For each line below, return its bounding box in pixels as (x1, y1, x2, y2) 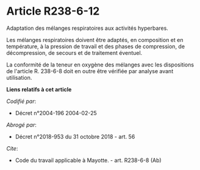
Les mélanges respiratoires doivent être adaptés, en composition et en (6, 36, 184, 43)
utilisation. (6, 74, 32, 81)
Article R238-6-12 (6, 4, 100, 18)
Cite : (6, 144, 18, 152)
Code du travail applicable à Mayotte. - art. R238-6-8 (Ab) (15, 157, 162, 164)
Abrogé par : (6, 121, 37, 129)
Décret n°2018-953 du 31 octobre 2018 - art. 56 (15, 133, 135, 140)
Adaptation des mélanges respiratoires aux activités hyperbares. (6, 24, 169, 32)
